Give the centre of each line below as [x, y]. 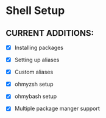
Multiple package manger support [57, 109]
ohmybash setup [36, 96]
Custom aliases [34, 72]
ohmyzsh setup [34, 84]
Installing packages [39, 47]
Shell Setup [35, 11]
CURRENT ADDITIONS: [50, 33]
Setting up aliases [37, 60]
